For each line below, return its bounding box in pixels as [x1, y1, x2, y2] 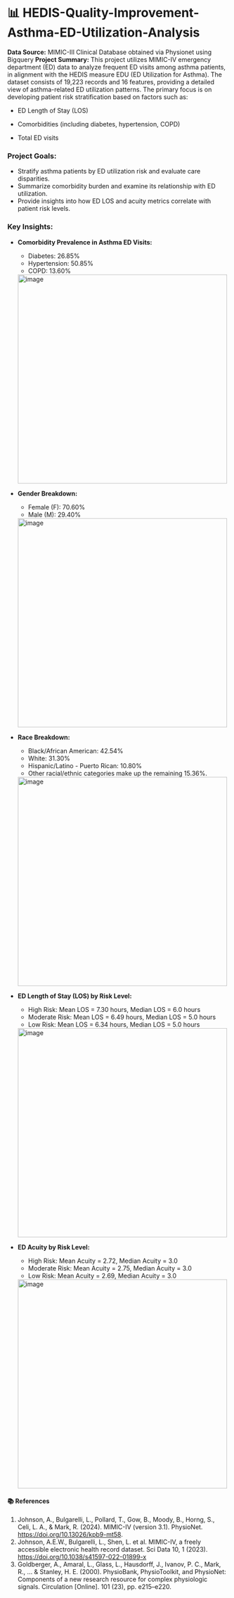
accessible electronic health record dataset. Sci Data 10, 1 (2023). [17, 1545, 208, 1553]
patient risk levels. [17, 204, 70, 213]
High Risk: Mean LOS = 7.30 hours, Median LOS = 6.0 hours [27, 1005, 201, 1013]
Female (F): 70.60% [27, 502, 86, 511]
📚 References [7, 1497, 50, 1505]
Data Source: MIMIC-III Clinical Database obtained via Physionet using [7, 48, 212, 56]
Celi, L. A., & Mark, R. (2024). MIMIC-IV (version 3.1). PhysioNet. [17, 1522, 203, 1531]
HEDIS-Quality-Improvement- [22, 5, 200, 21]
